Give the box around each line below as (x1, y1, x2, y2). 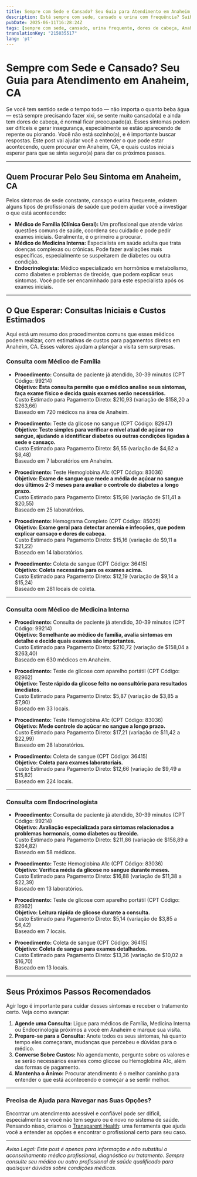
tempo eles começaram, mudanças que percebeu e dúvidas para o (14, 1039, 177, 1046)
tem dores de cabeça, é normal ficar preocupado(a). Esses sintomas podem (6, 118, 191, 125)
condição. (14, 258, 39, 265)
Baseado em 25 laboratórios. (14, 506, 85, 513)
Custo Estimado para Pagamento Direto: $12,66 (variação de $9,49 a (14, 765, 181, 773)
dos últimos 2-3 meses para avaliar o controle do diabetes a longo (14, 481, 179, 488)
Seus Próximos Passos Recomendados (6, 987, 151, 997)
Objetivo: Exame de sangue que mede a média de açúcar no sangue (14, 474, 184, 482)
